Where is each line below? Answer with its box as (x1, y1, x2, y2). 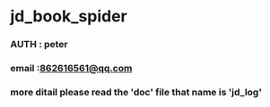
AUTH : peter (10, 38, 68, 51)
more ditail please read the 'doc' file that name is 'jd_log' (10, 86, 263, 98)
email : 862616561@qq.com (10, 62, 133, 75)
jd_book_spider (10, 6, 128, 27)
